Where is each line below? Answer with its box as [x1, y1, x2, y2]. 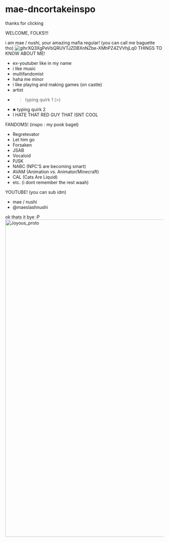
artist [12, 87, 24, 93]
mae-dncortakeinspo [5, 4, 96, 15]
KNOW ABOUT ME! [5, 50, 45, 56]
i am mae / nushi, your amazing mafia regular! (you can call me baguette [5, 39, 155, 46]
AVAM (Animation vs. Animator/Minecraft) [12, 169, 99, 175]
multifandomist [12, 70, 44, 76]
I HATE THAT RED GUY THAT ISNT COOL [12, 112, 99, 118]
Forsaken [12, 142, 32, 148]
